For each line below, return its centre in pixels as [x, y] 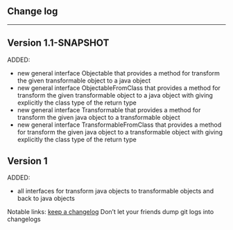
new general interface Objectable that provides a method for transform [119, 73]
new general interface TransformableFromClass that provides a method [119, 125]
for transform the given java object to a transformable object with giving [120, 132]
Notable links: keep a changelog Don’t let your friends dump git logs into [111, 212]
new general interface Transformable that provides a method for [109, 109]
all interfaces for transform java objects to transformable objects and [115, 191]
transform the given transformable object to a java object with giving [115, 95]
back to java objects [46, 198]
